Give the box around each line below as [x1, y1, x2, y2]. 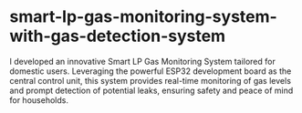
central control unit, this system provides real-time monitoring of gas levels [9, 75, 292, 86]
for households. [9, 94, 68, 106]
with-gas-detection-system [9, 26, 226, 46]
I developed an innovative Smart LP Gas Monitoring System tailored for [9, 56, 276, 67]
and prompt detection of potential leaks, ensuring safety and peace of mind [9, 85, 294, 96]
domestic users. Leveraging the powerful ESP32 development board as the [9, 66, 292, 77]
